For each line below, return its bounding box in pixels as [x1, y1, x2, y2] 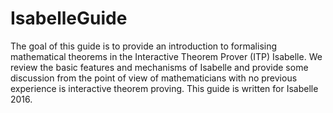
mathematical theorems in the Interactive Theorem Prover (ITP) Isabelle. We [10, 50, 323, 62]
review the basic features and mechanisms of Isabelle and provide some [10, 61, 309, 73]
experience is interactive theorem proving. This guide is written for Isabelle [10, 82, 319, 94]
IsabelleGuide [10, 7, 128, 30]
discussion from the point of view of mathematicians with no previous [10, 72, 298, 84]
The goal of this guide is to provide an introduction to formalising [10, 40, 278, 52]
